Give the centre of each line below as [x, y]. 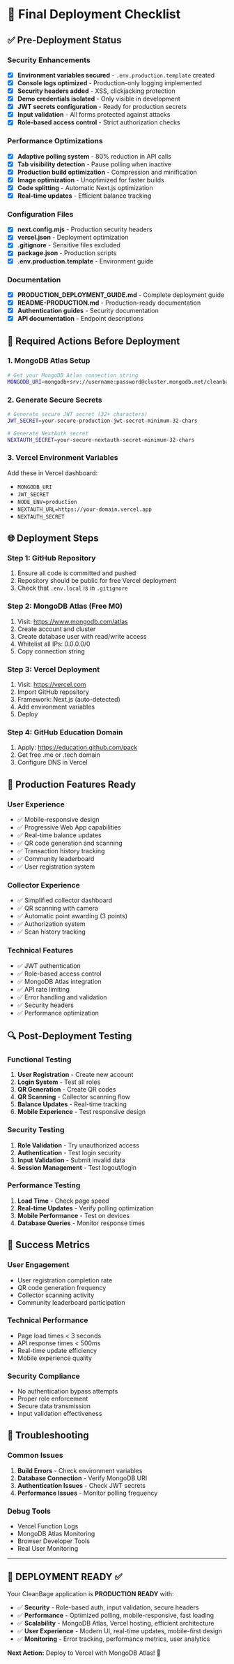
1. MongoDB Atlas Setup [49, 361]
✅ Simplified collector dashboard [65, 900]
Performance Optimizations [55, 141]
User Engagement [38, 1265]
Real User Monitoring [48, 1549]
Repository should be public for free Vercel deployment [97, 581]
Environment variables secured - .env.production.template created [116, 75]
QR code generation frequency [62, 1287]
